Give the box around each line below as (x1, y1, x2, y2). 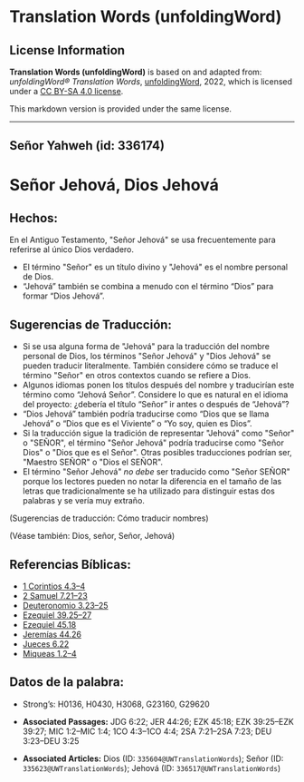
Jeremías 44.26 (22, 629, 81, 640)
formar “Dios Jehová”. (22, 290, 105, 301)
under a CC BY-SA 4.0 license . (9, 86, 124, 96)
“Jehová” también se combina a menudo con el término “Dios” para (22, 281, 274, 292)
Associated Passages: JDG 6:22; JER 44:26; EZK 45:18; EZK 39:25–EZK (22, 716, 294, 727)
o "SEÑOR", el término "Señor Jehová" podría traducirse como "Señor (22, 437, 285, 448)
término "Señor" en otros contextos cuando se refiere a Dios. (22, 370, 252, 381)
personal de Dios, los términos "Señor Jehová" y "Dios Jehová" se (22, 351, 271, 362)
